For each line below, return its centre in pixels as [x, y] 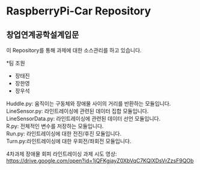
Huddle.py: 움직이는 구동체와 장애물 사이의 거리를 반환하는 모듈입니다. [89, 104]
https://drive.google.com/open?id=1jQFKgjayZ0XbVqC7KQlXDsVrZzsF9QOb [100, 161]
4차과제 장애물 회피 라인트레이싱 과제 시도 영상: [62, 154]
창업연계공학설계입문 [43, 35]
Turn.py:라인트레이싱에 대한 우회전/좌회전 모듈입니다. [69, 141]
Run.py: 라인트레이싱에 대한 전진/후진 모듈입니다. [64, 134]
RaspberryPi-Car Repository [79, 11]
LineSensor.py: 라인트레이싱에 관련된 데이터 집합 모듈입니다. [77, 111]
